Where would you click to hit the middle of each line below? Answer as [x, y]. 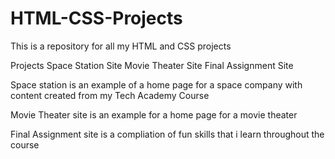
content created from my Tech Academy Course [110, 95]
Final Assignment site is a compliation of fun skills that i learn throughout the [167, 134]
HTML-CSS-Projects [96, 18]
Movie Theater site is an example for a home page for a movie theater [154, 114]
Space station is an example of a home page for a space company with [156, 84]
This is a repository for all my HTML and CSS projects [121, 46]
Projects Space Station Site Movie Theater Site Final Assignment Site [152, 65]
